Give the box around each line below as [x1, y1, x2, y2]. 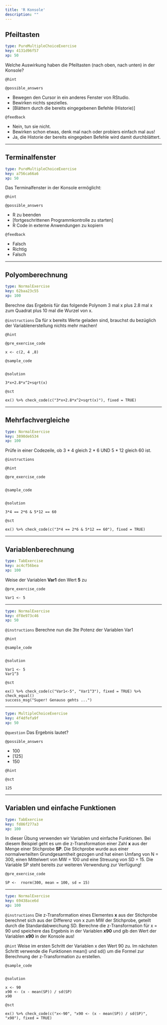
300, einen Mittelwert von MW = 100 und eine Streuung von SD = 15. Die [5, 857, 153, 863]
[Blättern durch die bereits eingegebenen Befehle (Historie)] [12, 105, 136, 111]
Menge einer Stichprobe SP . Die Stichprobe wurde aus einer [5, 846, 129, 852]
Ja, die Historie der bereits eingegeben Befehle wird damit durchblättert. [12, 134, 161, 140]
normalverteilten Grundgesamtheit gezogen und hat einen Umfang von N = [5, 851, 159, 857]
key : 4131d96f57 [5, 48, 39, 53]
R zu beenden [12, 212, 41, 218]
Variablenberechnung [5, 545, 75, 554]
